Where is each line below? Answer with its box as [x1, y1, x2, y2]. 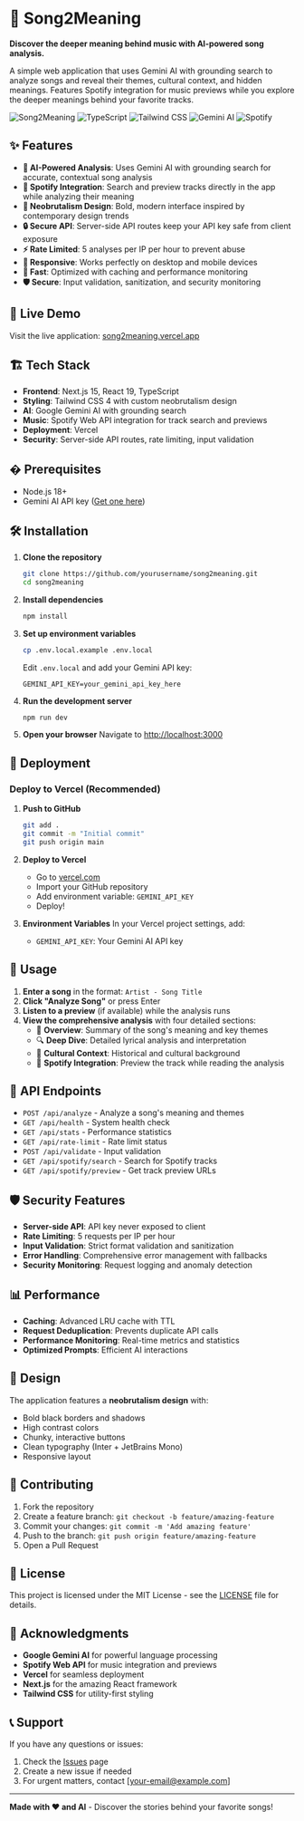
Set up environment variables [22, 628, 137, 639]
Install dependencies [22, 593, 104, 605]
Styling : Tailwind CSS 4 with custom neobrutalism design [22, 396, 237, 407]
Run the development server [22, 695, 133, 706]
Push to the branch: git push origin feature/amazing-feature [22, 1530, 256, 1541]
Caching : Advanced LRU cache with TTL [22, 1315, 176, 1326]
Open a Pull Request [22, 1539, 100, 1550]
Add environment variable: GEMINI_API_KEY [35, 891, 195, 901]
